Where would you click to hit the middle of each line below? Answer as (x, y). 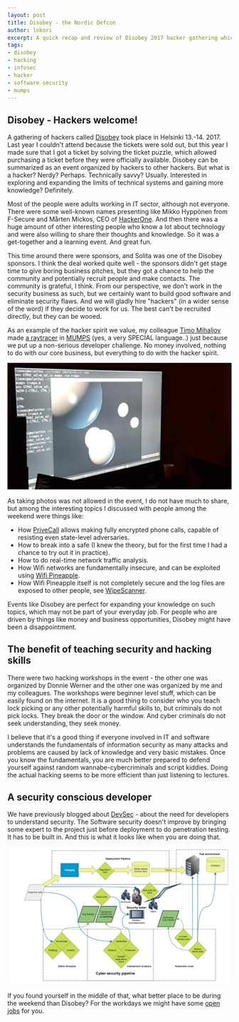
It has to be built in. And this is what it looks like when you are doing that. (114, 837)
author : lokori (30, 30)
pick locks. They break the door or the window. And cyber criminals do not (117, 715)
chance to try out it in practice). (64, 552)
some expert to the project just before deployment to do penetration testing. (119, 829)
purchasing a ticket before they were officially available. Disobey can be (113, 160)
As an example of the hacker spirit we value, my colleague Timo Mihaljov (114, 330)
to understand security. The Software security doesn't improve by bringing (117, 822)
